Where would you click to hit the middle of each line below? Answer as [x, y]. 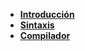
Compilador [45, 35]
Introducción [47, 14]
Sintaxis [37, 25]
